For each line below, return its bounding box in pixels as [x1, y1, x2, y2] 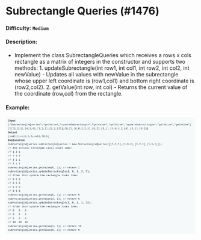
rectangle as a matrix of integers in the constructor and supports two [14, 58, 186, 65]
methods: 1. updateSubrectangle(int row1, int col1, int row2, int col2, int [14, 64, 190, 72]
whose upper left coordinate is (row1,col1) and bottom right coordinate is [14, 77, 194, 84]
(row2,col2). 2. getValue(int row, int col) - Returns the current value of [14, 83, 188, 91]
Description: [5, 38, 37, 46]
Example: [5, 103, 30, 111]
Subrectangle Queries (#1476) [5, 4, 160, 18]
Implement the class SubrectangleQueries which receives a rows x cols [14, 51, 192, 58]
